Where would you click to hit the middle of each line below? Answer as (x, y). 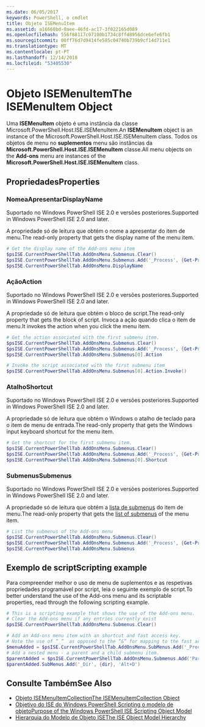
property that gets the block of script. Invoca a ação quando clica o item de (101, 320)
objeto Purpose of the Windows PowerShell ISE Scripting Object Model (103, 711)
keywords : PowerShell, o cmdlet (47, 18)
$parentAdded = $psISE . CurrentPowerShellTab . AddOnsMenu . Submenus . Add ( (98, 658)
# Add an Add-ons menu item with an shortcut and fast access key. (94, 636)
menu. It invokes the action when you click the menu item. (79, 326)
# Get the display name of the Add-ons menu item (71, 249)
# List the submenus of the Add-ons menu (60, 532)
